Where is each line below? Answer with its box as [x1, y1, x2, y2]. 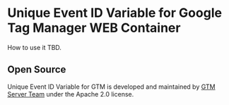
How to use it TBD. [7, 43, 62, 51]
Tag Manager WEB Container [7, 20, 181, 36]
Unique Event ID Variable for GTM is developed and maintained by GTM [7, 82, 216, 91]
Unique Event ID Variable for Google [7, 5, 223, 21]
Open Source [7, 63, 66, 75]
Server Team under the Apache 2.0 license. [7, 89, 134, 98]
